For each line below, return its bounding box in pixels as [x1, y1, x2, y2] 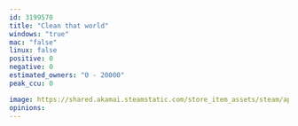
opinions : [9, 103, 46, 112]
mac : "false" [9, 37, 58, 47]
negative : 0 [9, 63, 53, 72]
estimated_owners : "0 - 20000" [9, 71, 125, 80]
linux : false [9, 46, 58, 55]
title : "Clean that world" [9, 21, 109, 30]
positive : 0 [9, 54, 53, 63]
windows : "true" [9, 29, 69, 38]
